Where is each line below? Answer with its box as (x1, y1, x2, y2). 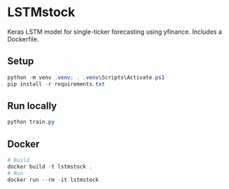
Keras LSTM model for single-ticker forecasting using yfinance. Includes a (7, 27, 223, 36)
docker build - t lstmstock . (7, 163, 93, 170)
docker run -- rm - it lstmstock (7, 176, 99, 183)
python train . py (7, 119, 55, 126)
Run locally (7, 100, 58, 112)
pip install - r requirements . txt (7, 80, 105, 88)
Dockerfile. (7, 34, 39, 43)
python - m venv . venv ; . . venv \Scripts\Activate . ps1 (7, 74, 165, 81)
